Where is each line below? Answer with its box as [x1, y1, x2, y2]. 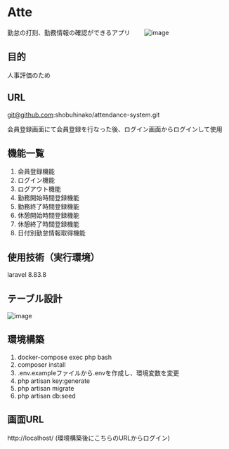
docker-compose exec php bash [17, 353, 112, 361]
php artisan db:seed [17, 391, 76, 400]
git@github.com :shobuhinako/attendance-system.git [7, 110, 160, 119]
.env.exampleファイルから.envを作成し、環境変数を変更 [17, 368, 180, 377]
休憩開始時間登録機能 [17, 212, 79, 220]
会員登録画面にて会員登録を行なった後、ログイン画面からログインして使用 [7, 124, 223, 134]
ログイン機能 [17, 176, 55, 185]
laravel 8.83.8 [7, 271, 47, 279]
